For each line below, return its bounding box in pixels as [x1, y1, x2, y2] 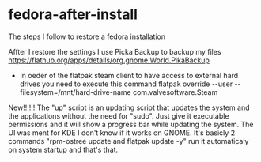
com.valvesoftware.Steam [133, 87, 218, 96]
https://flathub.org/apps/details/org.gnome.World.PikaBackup [8, 55, 210, 65]
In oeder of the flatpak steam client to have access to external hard [19, 70, 239, 80]
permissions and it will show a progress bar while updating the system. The [8, 119, 255, 129]
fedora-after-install [8, 6, 138, 24]
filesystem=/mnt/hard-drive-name [19, 87, 132, 96]
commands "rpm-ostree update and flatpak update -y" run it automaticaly [8, 136, 249, 145]
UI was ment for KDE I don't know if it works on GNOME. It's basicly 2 [8, 128, 236, 138]
